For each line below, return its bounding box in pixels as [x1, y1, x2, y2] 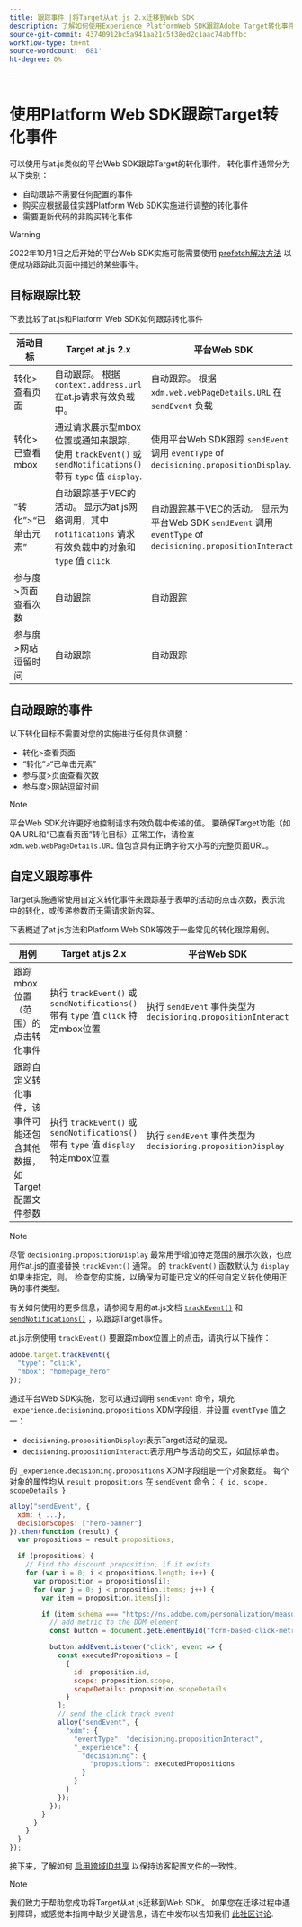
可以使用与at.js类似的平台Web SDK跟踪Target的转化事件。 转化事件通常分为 [9, 158, 290, 169]
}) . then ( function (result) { [9, 1527, 119, 1536]
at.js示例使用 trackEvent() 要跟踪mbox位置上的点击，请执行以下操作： [9, 1333, 271, 1343]
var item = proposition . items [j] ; [41, 1593, 171, 1602]
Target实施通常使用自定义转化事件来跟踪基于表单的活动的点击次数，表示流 [9, 894, 286, 905]
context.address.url [54, 379, 142, 389]
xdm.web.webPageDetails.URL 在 [150, 386, 283, 398]
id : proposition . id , [73, 1667, 151, 1677]
